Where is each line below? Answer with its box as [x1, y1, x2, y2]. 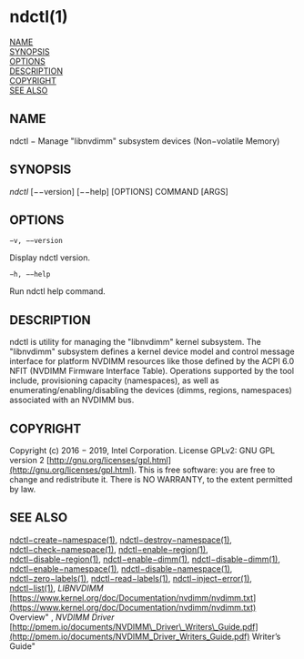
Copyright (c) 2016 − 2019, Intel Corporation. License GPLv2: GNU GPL [9, 445, 276, 456]
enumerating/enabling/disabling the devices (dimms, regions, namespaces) [9, 385, 293, 396]
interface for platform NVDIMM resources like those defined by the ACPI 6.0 [9, 356, 295, 367]
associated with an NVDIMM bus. [9, 394, 135, 406]
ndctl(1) [9, 6, 68, 27]
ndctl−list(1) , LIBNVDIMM [9, 583, 104, 593]
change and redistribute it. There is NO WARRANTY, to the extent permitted [9, 474, 293, 484]
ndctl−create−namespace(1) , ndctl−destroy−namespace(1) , [9, 534, 232, 545]
